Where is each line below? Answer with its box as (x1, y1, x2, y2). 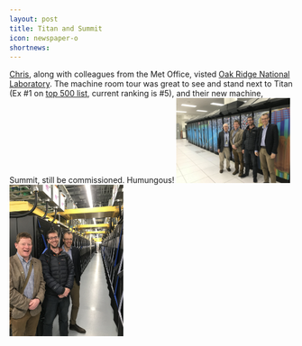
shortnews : (9, 43, 50, 52)
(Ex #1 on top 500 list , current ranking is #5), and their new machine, (9, 88, 264, 99)
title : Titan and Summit (9, 23, 103, 33)
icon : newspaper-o (9, 33, 78, 42)
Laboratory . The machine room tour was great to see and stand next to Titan (9, 78, 293, 89)
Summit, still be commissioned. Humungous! (9, 175, 175, 186)
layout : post (9, 14, 59, 23)
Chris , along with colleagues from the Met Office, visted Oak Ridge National (9, 68, 290, 80)
